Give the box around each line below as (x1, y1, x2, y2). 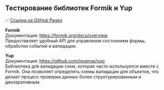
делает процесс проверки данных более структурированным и (5, 74, 141, 80)
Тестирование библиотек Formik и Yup (5, 4, 132, 12)
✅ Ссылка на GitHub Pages (5, 17, 62, 23)
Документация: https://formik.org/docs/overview (5, 32, 108, 38)
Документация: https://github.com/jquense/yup (5, 58, 105, 64)
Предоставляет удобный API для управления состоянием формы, (5, 37, 146, 44)
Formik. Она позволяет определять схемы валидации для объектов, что (5, 68, 159, 74)
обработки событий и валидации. (5, 43, 77, 49)
